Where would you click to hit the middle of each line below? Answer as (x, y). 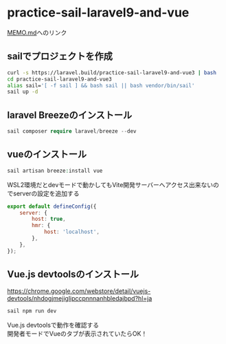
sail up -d (23, 92)
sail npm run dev (32, 311)
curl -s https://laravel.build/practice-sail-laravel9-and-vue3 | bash (112, 73)
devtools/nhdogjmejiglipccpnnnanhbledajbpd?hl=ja (80, 299)
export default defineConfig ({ (52, 206)
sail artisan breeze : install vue (55, 171)
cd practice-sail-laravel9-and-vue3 (59, 79)
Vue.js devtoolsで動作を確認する (53, 325)
